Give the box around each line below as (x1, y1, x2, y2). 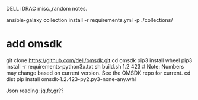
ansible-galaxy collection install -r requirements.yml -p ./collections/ (6, 17, 173, 23)
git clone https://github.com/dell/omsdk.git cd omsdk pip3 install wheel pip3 (6, 56, 193, 64)
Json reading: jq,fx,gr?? (6, 87, 64, 94)
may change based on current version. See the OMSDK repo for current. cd (6, 69, 191, 76)
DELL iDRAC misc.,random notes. (6, 5, 88, 12)
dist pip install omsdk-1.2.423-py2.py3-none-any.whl (6, 75, 136, 82)
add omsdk (6, 37, 62, 51)
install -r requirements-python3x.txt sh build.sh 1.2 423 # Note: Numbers (6, 63, 184, 70)
